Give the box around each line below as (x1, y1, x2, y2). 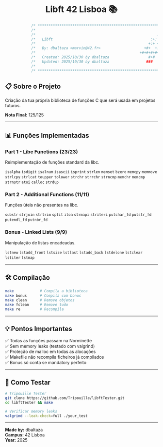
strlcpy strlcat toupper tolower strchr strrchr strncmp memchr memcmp (5, 175, 146, 180)
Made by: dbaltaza (5, 427, 43, 432)
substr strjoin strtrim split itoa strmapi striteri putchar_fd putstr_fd (5, 212, 152, 217)
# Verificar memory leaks (5, 409, 57, 414)
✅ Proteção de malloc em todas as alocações (5, 349, 96, 354)
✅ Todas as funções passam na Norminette (5, 337, 92, 343)
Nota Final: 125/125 (5, 112, 44, 118)
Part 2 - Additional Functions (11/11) (5, 191, 90, 198)
